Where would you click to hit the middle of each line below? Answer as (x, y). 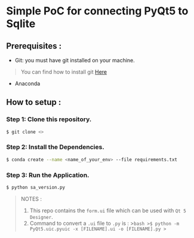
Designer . (41, 216)
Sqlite (21, 24)
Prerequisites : (34, 46)
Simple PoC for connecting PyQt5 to (97, 11)
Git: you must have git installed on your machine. (75, 60)
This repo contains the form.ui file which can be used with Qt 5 (108, 210)
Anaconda (27, 83)
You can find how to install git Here (64, 72)
